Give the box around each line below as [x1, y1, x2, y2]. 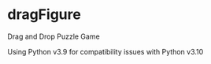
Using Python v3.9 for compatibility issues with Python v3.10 [7, 47, 204, 56]
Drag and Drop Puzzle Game [7, 32, 100, 41]
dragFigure [7, 6, 82, 24]
